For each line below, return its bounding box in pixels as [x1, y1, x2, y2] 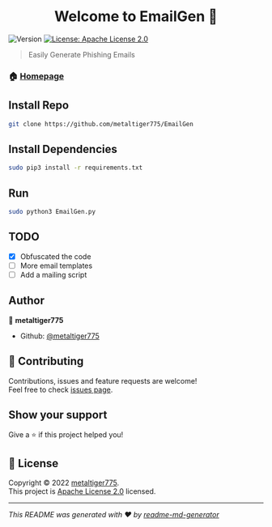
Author [8, 294, 45, 308]
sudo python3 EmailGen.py [8, 208, 96, 216]
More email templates [19, 261, 93, 270]
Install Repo [8, 99, 70, 113]
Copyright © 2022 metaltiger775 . [8, 478, 120, 488]
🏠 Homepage [8, 70, 65, 82]
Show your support [8, 408, 108, 422]
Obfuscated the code [19, 251, 91, 261]
